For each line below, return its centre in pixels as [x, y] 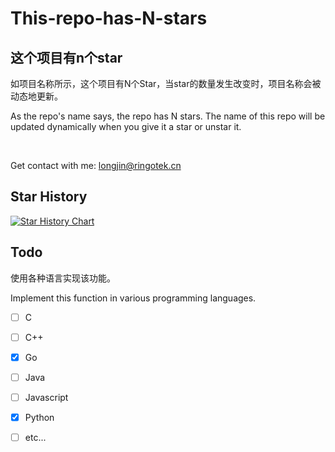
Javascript [46, 397]
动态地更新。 [36, 96]
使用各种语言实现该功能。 [63, 278]
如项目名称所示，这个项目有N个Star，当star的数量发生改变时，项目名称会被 [166, 83]
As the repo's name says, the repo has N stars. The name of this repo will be [168, 116]
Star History [49, 197]
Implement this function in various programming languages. [133, 298]
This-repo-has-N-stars [109, 18]
